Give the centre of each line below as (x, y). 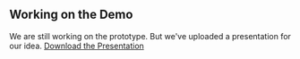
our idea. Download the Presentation (77, 46)
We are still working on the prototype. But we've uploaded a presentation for (150, 36)
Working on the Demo (71, 15)
